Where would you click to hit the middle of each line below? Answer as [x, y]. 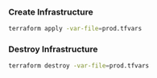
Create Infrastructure [51, 12]
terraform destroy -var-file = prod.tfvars [79, 66]
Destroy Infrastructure [53, 49]
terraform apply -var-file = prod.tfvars [75, 29]
